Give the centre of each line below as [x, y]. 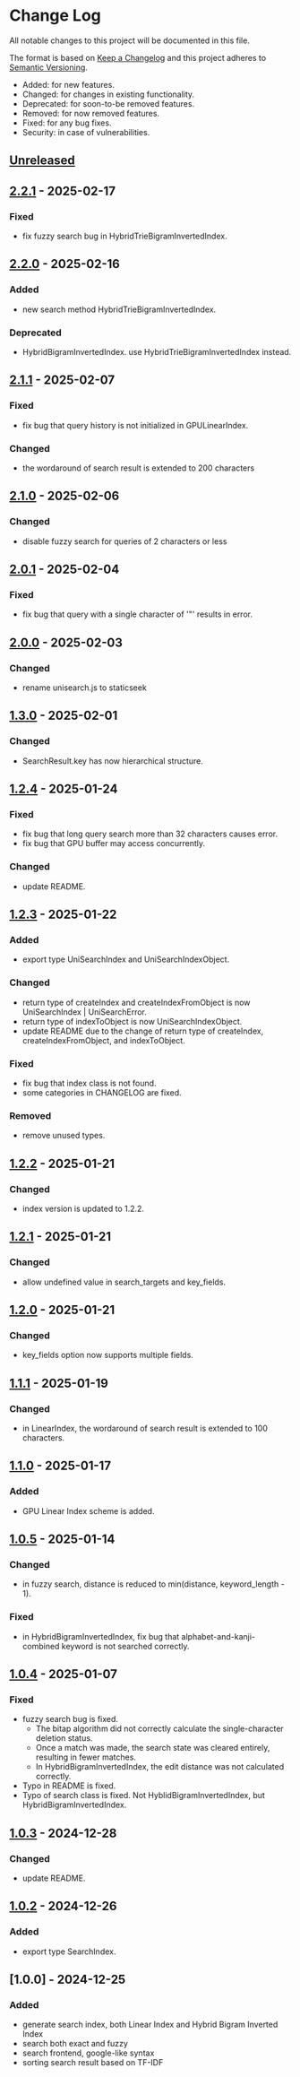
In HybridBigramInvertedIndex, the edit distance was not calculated [160, 1767]
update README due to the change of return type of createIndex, [143, 1031]
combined [41, 1646]
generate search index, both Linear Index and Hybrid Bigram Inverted [150, 2025]
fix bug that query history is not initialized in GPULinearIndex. [135, 425]
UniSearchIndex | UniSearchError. [85, 1012]
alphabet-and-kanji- [218, 1636]
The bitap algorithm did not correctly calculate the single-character [159, 1729]
